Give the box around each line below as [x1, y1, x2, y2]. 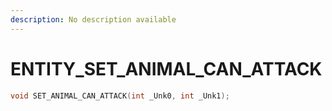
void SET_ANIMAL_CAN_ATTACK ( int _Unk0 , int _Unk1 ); [10, 91, 230, 101]
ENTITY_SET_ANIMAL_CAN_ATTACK [10, 57, 323, 80]
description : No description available [10, 14, 177, 25]
